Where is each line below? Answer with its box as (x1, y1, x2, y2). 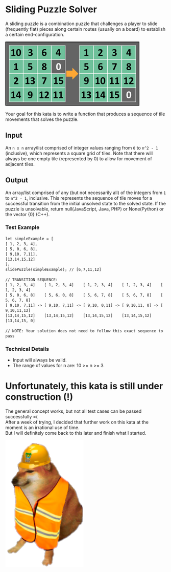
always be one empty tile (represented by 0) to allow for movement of (5, 155, 152, 162)
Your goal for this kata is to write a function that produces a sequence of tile (5, 111, 165, 117)
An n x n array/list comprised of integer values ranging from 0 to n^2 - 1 (5, 144, 158, 151)
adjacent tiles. (5, 161, 35, 167)
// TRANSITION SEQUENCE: (5, 277, 58, 282)
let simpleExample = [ (5, 236, 54, 241)
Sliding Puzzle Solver (5, 4, 97, 15)
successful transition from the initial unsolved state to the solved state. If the (5, 200, 166, 206)
